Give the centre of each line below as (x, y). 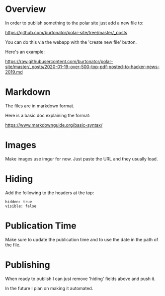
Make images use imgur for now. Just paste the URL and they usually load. (82, 159)
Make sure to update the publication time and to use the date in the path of (82, 239)
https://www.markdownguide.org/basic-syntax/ (54, 125)
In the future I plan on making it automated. (49, 288)
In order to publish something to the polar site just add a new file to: (74, 23)
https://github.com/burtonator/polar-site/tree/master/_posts (66, 32)
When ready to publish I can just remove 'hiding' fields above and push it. (80, 279)
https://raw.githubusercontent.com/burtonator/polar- (59, 61)
